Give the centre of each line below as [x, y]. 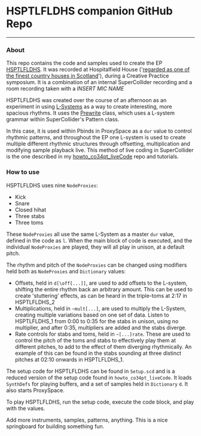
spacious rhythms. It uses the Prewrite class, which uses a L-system [91, 113]
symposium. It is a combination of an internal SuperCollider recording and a [99, 82]
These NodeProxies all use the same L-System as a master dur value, [91, 234]
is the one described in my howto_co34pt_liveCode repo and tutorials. [93, 157]
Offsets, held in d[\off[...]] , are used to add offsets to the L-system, [101, 283]
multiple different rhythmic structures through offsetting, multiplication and [98, 144]
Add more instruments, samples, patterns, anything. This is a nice [87, 420]
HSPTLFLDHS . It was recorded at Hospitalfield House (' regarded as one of [98, 70]
